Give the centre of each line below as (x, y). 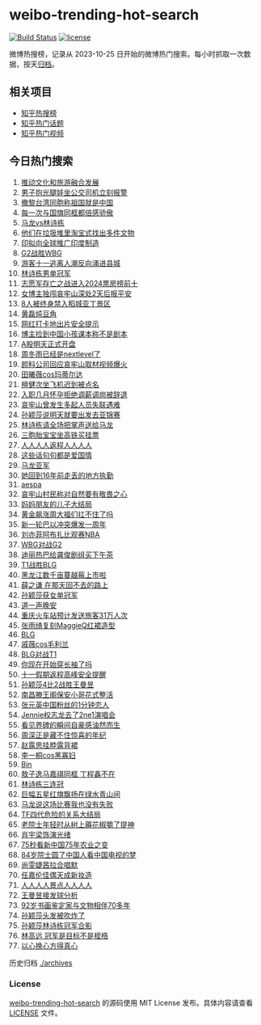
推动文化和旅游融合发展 (60, 182)
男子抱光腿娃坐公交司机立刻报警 (74, 192)
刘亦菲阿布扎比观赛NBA (60, 534)
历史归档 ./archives (41, 963)
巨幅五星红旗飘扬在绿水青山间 (70, 794)
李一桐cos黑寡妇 (48, 755)
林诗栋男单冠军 (46, 273)
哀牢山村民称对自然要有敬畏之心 (74, 494)
